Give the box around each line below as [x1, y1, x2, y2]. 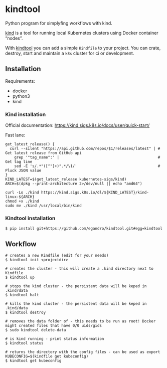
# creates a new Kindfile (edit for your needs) [5, 253, 109, 258]
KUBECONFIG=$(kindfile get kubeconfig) [5, 354, 89, 359]
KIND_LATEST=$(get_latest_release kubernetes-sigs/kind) [5, 177, 127, 182]
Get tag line [5, 159, 33, 164]
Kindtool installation [5, 215, 56, 222]
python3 [12, 93, 30, 99]
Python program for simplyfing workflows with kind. [5, 20, 113, 26]
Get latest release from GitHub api [5, 150, 82, 156]
